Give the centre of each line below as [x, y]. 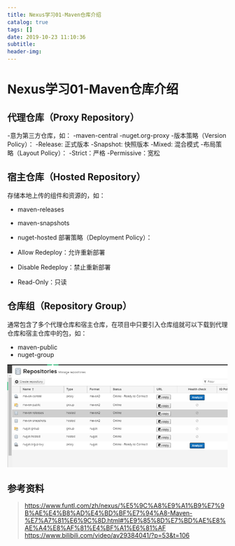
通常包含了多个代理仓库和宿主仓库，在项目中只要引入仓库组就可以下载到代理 [117, 324]
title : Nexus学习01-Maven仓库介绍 [54, 15]
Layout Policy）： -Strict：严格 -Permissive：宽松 [90, 153]
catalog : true [28, 22]
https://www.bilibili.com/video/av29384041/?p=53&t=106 [107, 535]
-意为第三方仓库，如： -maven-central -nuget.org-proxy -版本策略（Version [117, 135]
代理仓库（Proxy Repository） [73, 117]
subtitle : [22, 44]
